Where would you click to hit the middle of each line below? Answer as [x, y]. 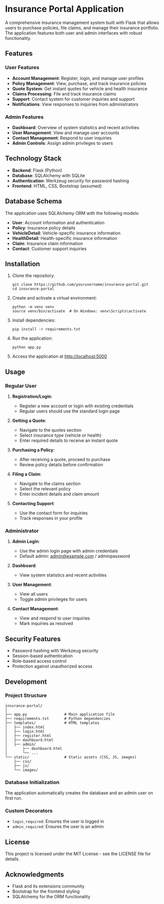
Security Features [33, 639]
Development [26, 682]
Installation [23, 264]
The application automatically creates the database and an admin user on [79, 793]
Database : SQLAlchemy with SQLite [48, 175]
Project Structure [26, 695]
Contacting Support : [34, 504]
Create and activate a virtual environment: [54, 298]
